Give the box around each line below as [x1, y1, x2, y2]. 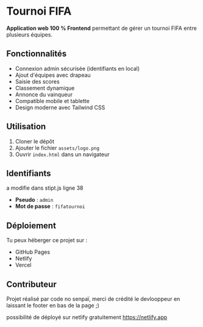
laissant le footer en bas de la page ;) [6, 302, 99, 309]
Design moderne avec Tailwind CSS [15, 104, 105, 111]
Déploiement [6, 220, 57, 231]
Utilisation [6, 121, 46, 132]
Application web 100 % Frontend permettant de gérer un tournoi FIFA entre [6, 24, 197, 32]
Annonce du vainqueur [15, 90, 73, 98]
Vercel [15, 261, 32, 269]
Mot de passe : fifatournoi [15, 203, 85, 210]
